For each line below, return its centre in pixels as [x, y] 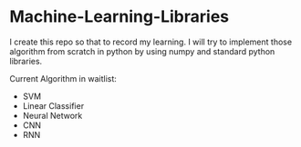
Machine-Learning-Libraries [119, 17]
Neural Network [52, 115]
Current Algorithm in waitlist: [63, 78]
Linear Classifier [53, 105]
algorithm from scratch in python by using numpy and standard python [142, 51]
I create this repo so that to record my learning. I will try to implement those [151, 42]
